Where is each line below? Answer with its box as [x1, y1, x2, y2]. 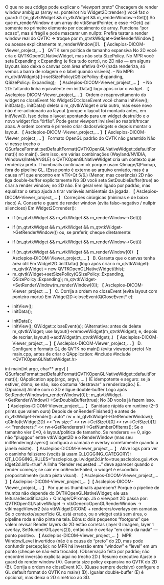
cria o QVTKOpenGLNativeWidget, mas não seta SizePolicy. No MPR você [5, 53, 154, 58]
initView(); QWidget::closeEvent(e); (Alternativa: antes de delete [12, 323, 141, 329]
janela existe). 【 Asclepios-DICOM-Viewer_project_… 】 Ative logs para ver [5, 446, 158, 451]
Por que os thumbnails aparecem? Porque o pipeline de [47, 485, 160, 490]
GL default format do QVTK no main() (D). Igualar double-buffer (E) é [5, 569, 144, 575]
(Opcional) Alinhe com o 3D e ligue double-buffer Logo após [5, 387, 127, 392]
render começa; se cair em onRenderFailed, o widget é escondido [5, 467, 139, 472]
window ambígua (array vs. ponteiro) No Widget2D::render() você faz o [5, 9, 149, 15]
